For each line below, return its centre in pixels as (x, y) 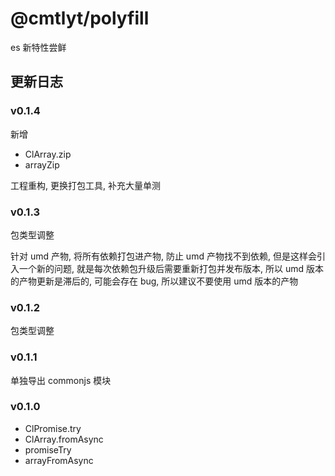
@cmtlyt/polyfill (80, 18)
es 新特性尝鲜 (38, 47)
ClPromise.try (53, 428)
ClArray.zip (48, 154)
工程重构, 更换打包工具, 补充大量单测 (85, 185)
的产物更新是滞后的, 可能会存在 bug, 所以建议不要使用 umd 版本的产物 (154, 281)
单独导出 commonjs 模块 (61, 380)
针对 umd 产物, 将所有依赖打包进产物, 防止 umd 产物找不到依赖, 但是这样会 (163, 256)
